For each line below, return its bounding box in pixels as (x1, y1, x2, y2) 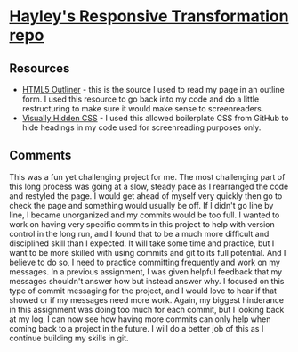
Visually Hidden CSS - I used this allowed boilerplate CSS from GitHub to (21, 113, 289, 123)
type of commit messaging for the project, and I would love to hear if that (9, 285, 278, 296)
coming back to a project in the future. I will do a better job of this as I (9, 323, 264, 333)
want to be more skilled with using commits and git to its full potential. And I (9, 247, 286, 258)
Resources (9, 61, 70, 76)
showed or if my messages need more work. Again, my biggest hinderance (9, 294, 285, 305)
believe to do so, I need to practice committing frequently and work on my (9, 257, 280, 267)
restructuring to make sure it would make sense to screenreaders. (21, 103, 264, 113)
